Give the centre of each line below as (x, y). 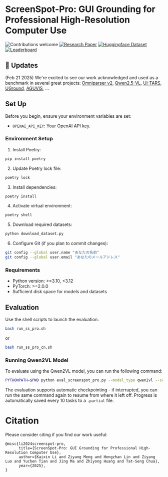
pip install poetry (25, 159)
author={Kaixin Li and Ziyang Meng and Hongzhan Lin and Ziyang (87, 457)
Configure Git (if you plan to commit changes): (60, 244)
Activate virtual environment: (42, 206)
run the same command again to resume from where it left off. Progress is (81, 395)
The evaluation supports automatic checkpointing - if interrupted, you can (81, 390)
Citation (22, 421)
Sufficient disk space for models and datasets (60, 292)
